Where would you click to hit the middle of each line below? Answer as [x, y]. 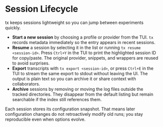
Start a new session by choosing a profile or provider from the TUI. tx [83, 37]
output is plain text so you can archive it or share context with [74, 79]
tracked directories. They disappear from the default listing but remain [83, 94]
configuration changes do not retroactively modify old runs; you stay [74, 114]
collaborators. [26, 84]
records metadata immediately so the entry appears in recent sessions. [84, 42]
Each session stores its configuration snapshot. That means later [70, 109]
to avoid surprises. [31, 63]
